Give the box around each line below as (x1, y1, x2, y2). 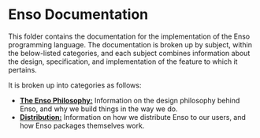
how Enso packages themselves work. (19, 121, 145, 130)
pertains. (8, 65, 37, 74)
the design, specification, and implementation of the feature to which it (8, 57, 238, 66)
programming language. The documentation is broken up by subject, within (8, 39, 252, 49)
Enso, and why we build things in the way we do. (19, 104, 178, 114)
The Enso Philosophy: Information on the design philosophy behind (19, 95, 240, 105)
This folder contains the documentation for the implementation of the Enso (8, 32, 251, 41)
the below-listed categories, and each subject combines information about (8, 48, 251, 58)
